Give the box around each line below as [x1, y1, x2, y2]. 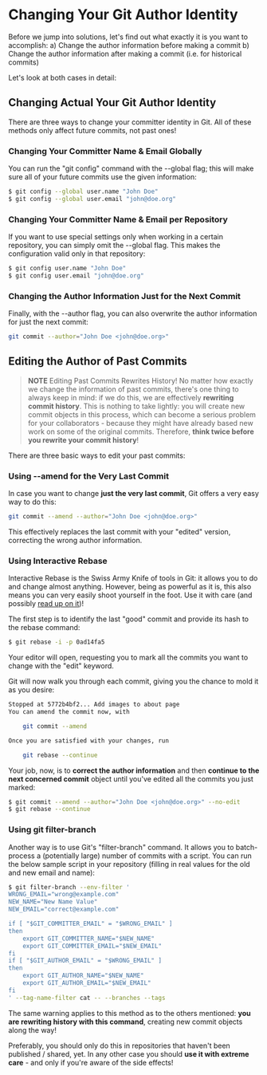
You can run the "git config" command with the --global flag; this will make [8, 163, 254, 173]
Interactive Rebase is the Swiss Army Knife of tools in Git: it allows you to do [8, 573, 258, 583]
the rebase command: [8, 623, 80, 632]
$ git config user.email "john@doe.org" [8, 271, 145, 280]
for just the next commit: [8, 317, 89, 327]
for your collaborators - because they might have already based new [27, 418, 253, 427]
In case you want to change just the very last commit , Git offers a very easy [8, 489, 259, 498]
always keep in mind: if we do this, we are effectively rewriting [27, 392, 234, 402]
